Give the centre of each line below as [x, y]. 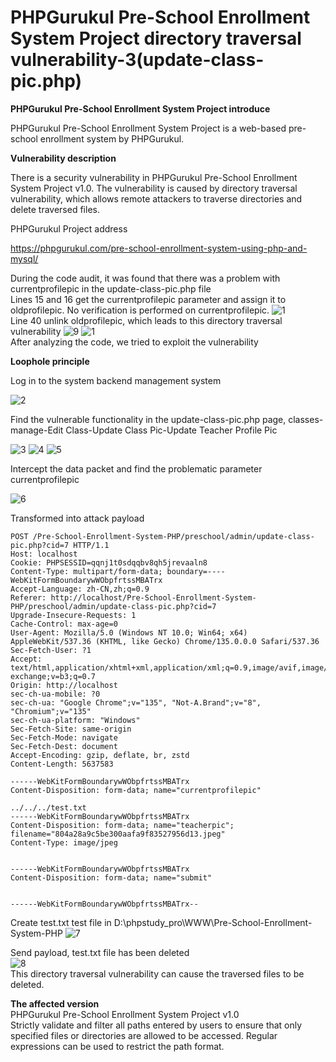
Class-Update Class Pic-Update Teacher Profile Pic [171, 430]
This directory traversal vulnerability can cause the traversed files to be [157, 973]
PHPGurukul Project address [69, 228]
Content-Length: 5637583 [62, 764]
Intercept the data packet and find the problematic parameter [136, 468]
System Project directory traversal [156, 38]
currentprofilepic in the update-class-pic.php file [111, 288]
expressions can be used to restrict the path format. [117, 1046]
